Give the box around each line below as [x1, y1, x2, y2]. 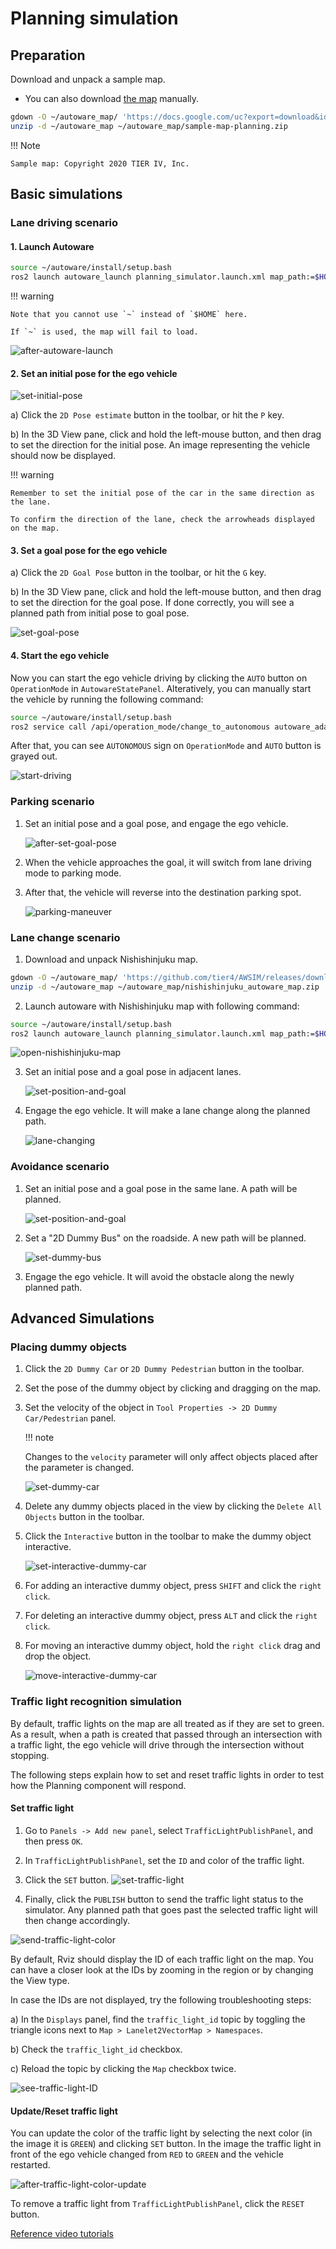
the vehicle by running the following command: [10, 693, 204, 705]
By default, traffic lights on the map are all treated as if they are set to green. [10, 1717, 325, 1729]
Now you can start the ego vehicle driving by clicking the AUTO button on [10, 672, 308, 684]
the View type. [10, 1974, 70, 1986]
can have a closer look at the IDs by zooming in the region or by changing [10, 1963, 314, 1976]
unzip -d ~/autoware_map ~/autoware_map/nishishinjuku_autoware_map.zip [10, 982, 320, 992]
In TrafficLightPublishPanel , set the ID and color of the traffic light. [24, 1854, 305, 1866]
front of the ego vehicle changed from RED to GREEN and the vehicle [10, 2148, 284, 2161]
